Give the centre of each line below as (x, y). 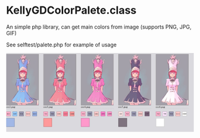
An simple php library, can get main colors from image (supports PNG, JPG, (99, 27)
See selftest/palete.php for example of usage (62, 45)
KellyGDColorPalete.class (71, 10)
